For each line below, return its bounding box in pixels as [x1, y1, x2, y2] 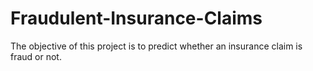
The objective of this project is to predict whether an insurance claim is [10, 40, 303, 52]
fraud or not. [10, 50, 62, 62]
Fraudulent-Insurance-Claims [10, 7, 263, 30]
